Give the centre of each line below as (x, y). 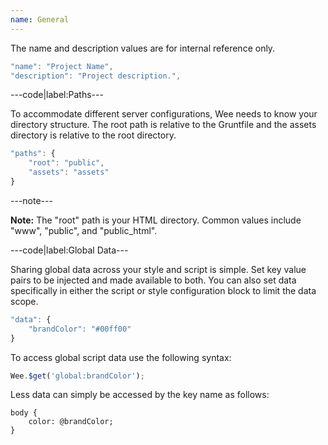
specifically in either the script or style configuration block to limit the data (163, 290)
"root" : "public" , (66, 163)
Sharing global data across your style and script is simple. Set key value (158, 269)
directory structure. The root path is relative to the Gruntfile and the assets (163, 125)
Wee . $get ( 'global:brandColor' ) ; (77, 376)
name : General (40, 19)
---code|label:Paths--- (57, 95)
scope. (24, 301)
